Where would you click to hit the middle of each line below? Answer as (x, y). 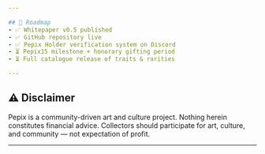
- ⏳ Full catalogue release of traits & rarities (91, 59)
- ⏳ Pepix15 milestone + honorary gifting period (91, 52)
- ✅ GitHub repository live (55, 37)
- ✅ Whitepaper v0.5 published (60, 30)
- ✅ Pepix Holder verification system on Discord (92, 44)
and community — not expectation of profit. (79, 133)
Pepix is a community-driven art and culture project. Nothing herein (118, 117)
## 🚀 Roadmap (30, 22)
